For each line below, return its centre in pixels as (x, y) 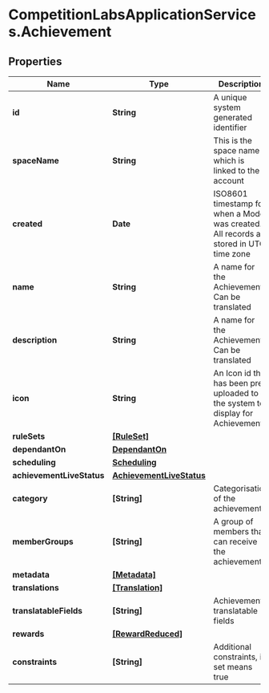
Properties (35, 61)
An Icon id (233, 373)
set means (233, 667)
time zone (232, 254)
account (229, 180)
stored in (230, 244)
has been (231, 383)
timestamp (233, 204)
